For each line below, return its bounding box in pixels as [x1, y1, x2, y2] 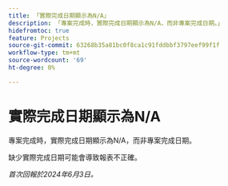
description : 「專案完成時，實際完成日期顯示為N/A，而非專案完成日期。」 [8, 19, 224, 27]
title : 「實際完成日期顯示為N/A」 [8, 11, 110, 20]
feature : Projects [8, 34, 70, 42]
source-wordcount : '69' [8, 57, 88, 65]
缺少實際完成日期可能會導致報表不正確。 [8, 152, 142, 162]
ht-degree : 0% [8, 64, 56, 72]
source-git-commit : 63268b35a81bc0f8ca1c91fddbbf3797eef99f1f [8, 42, 220, 49]
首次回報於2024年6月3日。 [8, 169, 98, 179]
